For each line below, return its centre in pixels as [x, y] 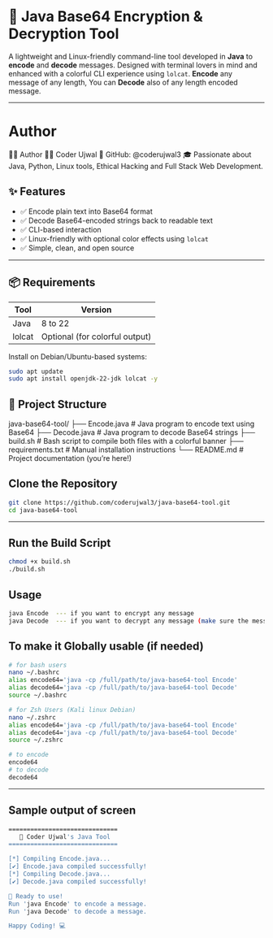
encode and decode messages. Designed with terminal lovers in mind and [133, 65]
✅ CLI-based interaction [61, 229]
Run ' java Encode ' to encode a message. [78, 904]
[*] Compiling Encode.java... [60, 859]
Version [96, 310]
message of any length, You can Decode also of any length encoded [123, 82]
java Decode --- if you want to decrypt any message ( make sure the [129, 621]
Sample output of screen [72, 811]
